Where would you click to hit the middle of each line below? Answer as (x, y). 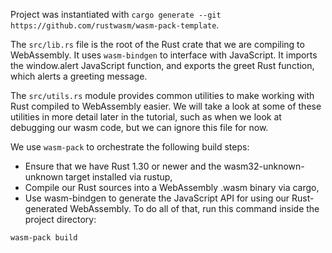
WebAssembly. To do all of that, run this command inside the (194, 208)
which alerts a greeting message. (79, 76)
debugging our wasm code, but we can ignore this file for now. (139, 127)
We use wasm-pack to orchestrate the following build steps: (130, 147)
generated (46, 208)
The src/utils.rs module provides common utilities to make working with (162, 95)
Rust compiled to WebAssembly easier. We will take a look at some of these (166, 106)
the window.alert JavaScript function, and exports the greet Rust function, (162, 65)
